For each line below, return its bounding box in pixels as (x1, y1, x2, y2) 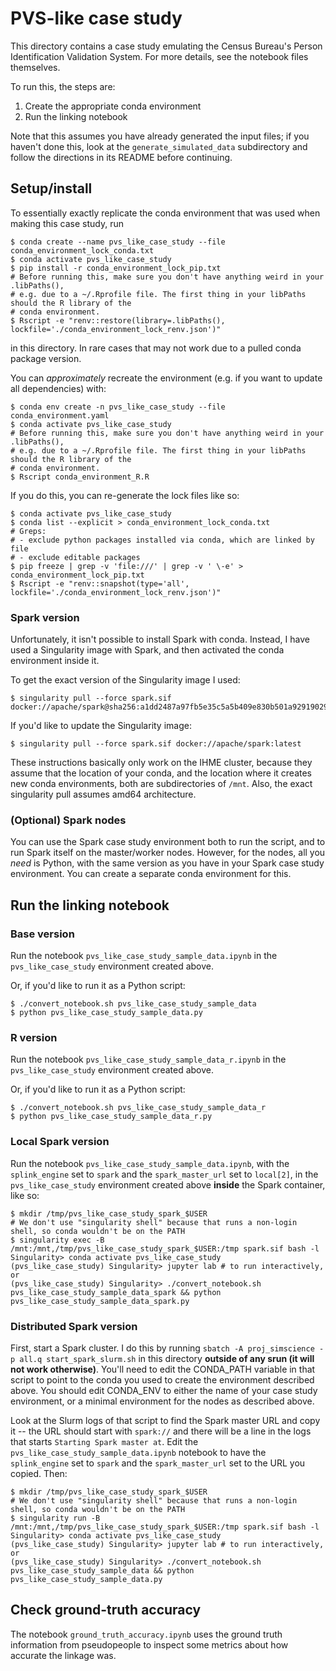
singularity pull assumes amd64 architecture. (10, 788, 197, 801)
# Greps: (10, 526, 47, 536)
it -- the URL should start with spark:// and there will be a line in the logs (10, 1425, 312, 1437)
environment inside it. (10, 655, 100, 667)
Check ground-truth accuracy (10, 1602, 202, 1619)
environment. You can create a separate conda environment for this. (10, 868, 292, 880)
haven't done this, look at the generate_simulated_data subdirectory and (10, 140, 308, 152)
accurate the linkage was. (10, 1649, 117, 1661)
